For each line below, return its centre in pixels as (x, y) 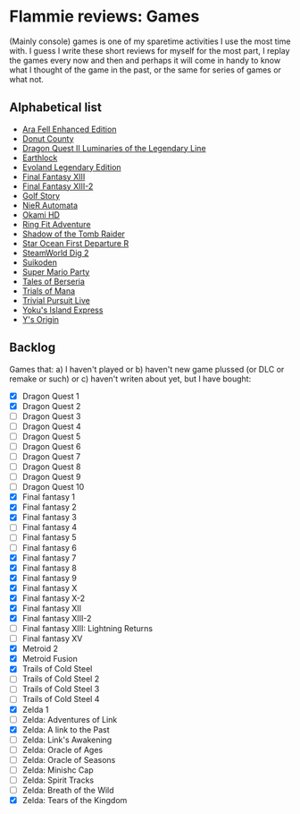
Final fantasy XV (52, 638)
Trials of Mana (49, 291)
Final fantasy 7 (49, 558)
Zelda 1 (35, 709)
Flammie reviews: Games (104, 17)
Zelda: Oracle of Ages (62, 750)
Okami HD (41, 214)
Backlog (33, 348)
